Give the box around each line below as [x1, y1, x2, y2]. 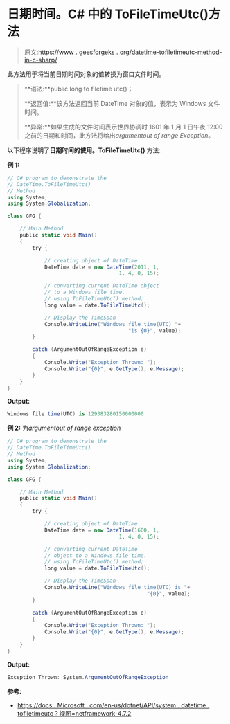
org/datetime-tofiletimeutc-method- [119, 48, 223, 56]
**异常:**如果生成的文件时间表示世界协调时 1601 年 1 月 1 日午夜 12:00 [24, 123, 223, 131]
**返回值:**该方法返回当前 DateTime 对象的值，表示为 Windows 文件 [24, 99, 220, 107]
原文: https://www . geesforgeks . [24, 48, 118, 56]
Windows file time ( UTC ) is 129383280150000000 [7, 410, 144, 417]
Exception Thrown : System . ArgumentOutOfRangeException [7, 673, 169, 680]
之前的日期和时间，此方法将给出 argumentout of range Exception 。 [24, 131, 215, 139]
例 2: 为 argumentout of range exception [7, 424, 121, 433]
